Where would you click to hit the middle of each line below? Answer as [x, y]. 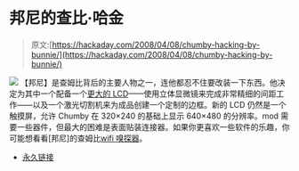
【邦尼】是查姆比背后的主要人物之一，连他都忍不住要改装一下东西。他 [149, 82]
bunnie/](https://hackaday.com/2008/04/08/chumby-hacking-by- [152, 54]
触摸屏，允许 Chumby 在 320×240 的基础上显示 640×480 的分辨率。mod [144, 116]
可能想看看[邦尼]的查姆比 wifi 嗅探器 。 [78, 138]
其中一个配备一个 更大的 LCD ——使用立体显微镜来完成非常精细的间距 [150, 94]
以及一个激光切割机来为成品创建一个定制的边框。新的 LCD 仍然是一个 [159, 104]
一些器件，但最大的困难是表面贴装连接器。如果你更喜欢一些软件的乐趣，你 [153, 126]
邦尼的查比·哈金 [67, 18]
